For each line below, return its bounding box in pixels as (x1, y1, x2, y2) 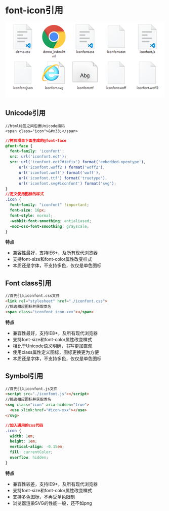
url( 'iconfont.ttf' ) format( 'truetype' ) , (18, 175, 108, 181)
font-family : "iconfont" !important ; (10, 202, 90, 207)
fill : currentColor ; (10, 449, 53, 455)
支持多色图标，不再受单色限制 (12, 494, 75, 500)
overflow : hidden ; (10, 455, 49, 460)
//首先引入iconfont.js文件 (5, 386, 58, 392)
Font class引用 (5, 279, 52, 287)
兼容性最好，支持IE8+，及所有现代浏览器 (12, 330, 98, 336)
